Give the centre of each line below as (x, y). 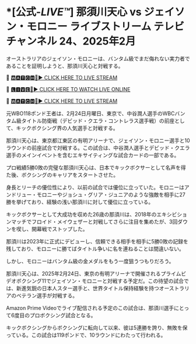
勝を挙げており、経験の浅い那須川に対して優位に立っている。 (80, 202)
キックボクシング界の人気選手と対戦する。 (67, 128)
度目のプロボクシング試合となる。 (55, 315)
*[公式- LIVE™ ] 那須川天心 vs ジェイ (90, 12)
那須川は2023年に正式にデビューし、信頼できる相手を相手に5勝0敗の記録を (97, 241)
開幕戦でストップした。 (60, 229)
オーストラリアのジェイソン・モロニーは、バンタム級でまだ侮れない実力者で (98, 59)
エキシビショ (172, 214)
